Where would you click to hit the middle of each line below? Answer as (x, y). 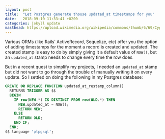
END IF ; (22, 123)
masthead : (15, 28)
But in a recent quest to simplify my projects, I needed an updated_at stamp (81, 67)
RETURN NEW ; (30, 109)
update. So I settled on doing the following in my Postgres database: (74, 77)
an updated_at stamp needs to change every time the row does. (69, 57)
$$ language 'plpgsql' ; (29, 132)
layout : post (18, 10)
